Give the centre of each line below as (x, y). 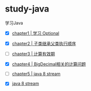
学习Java (14, 23)
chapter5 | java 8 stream (36, 74)
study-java (27, 9)
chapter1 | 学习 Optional (35, 33)
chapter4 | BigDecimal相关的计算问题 (49, 64)
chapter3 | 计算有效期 (33, 54)
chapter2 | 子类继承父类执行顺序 (44, 44)
